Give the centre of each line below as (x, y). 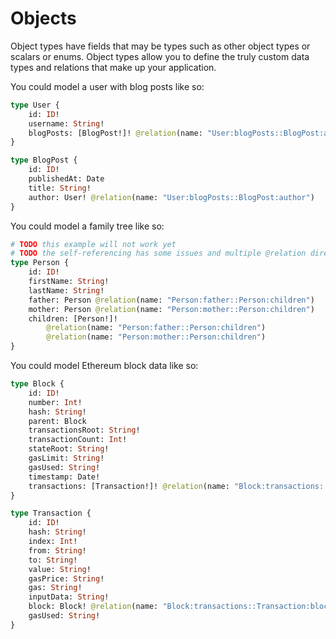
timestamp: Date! (64, 477)
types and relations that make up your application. (113, 67)
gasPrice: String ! (66, 578)
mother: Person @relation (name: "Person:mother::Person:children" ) (171, 309)
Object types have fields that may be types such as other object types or (160, 46)
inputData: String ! (69, 597)
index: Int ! (53, 542)
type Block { (37, 384)
